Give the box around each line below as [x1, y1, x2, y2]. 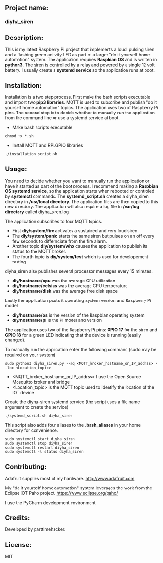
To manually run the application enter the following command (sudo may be [5, 346, 157, 352]
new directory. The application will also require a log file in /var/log [5, 204, 140, 209]
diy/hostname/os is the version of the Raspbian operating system [12, 312, 145, 318]
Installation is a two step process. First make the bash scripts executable [5, 94, 151, 100]
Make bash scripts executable [12, 124, 72, 130]
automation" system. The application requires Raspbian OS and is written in [5, 57, 157, 63]
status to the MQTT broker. [12, 248, 67, 254]
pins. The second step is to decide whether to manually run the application [5, 110, 155, 115]
